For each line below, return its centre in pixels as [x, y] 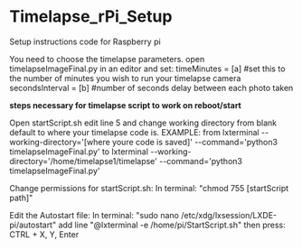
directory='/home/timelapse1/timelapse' [84, 161]
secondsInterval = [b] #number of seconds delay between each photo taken [151, 88]
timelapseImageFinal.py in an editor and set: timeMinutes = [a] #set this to [147, 69]
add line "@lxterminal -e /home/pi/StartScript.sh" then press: [172, 225]
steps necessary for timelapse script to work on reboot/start [125, 105]
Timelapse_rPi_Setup [91, 17]
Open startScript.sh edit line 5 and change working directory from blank [143, 123]
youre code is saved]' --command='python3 [195, 142]
